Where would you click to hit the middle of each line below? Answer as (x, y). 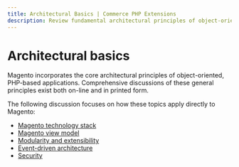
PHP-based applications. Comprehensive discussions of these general (111, 83)
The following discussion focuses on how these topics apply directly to (111, 104)
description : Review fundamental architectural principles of (101, 21)
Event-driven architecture (55, 148)
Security (30, 156)
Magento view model (48, 133)
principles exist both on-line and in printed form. (78, 90)
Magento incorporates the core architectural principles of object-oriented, (116, 75)
